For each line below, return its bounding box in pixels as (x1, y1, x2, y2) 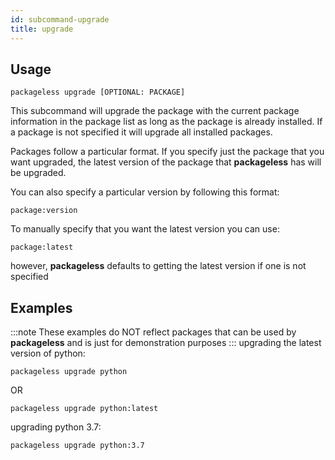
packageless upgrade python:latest (10, 404, 159, 414)
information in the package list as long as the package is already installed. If (10, 116, 323, 128)
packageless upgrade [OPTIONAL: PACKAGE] (10, 87, 186, 98)
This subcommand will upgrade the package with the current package (10, 105, 300, 117)
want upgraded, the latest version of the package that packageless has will (10, 156, 322, 168)
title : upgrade (10, 24, 74, 34)
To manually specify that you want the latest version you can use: (10, 223, 280, 235)
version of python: (10, 347, 86, 360)
